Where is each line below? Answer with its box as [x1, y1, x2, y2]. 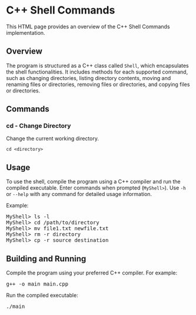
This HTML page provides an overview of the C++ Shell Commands [6, 23, 170, 30]
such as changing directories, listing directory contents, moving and [6, 74, 171, 81]
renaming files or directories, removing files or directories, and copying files [6, 81, 190, 88]
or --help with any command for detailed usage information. [6, 191, 152, 198]
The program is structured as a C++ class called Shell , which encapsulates [6, 62, 190, 69]
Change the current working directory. [6, 135, 99, 142]
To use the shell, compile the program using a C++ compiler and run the [6, 178, 181, 185]
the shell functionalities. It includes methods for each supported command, [6, 68, 188, 75]
